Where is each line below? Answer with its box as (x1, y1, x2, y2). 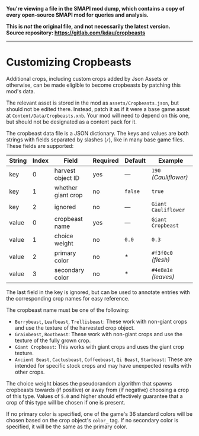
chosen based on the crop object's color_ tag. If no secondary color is (6, 416, 179, 424)
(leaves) (151, 273, 175, 281)
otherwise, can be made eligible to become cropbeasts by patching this (6, 81, 181, 89)
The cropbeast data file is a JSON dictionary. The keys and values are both (6, 129, 190, 137)
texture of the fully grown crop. (14, 337, 91, 344)
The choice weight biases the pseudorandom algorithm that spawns (6, 380, 172, 387)
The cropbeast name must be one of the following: (6, 306, 130, 314)
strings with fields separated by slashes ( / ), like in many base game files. (6, 136, 185, 143)
